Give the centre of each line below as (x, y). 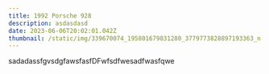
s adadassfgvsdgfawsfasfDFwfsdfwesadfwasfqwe (91, 61)
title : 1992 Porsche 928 (50, 16)
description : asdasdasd (48, 23)
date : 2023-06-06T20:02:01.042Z (62, 31)
